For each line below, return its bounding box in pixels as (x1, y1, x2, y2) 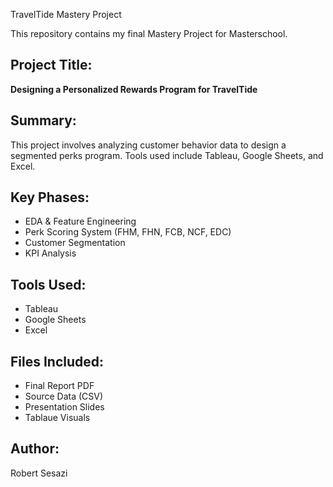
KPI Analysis (24, 247, 77, 259)
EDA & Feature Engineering (24, 215, 137, 228)
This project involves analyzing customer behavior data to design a (10, 139, 287, 151)
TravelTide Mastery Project (10, 9, 122, 20)
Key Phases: (10, 189, 90, 206)
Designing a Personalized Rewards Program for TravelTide (10, 83, 258, 95)
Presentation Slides (24, 401, 105, 413)
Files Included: (10, 353, 105, 370)
